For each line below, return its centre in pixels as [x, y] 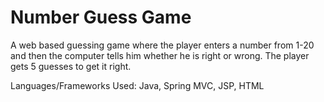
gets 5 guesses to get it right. [71, 66]
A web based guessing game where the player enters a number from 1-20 [162, 45]
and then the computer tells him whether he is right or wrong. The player [160, 55]
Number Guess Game [101, 17]
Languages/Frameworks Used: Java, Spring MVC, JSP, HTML [137, 85]
